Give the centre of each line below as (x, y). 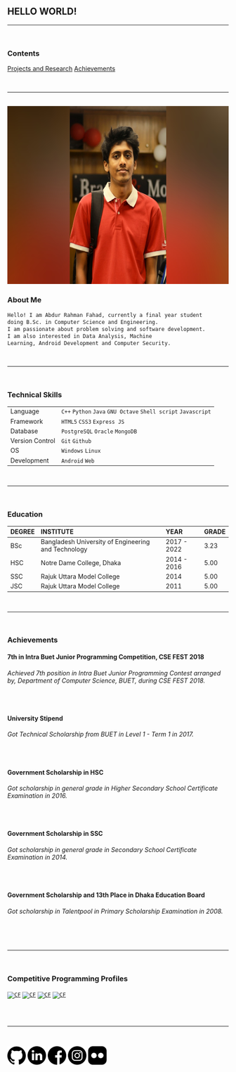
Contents (24, 53)
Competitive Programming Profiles (68, 979)
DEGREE (22, 531)
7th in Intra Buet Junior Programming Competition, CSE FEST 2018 (106, 657)
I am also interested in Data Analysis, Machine (80, 337)
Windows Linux (81, 451)
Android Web (78, 461)
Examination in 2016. (38, 796)
